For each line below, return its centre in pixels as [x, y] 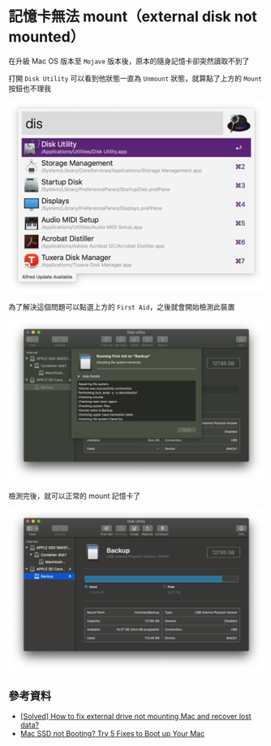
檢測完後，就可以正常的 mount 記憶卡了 [74, 496]
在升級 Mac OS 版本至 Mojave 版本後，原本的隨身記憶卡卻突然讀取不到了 [129, 61]
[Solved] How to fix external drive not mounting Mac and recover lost [135, 716]
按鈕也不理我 [30, 88]
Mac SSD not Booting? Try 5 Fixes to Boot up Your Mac [112, 733]
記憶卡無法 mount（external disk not [133, 17]
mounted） [47, 37]
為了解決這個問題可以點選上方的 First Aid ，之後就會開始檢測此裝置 [122, 306]
